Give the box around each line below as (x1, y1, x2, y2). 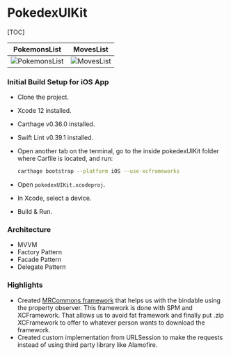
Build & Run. (17, 208, 53, 216)
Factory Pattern (17, 248, 63, 256)
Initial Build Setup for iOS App (7, 77, 109, 86)
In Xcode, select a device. (17, 194, 92, 203)
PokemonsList (13, 44, 61, 54)
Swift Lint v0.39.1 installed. (17, 134, 94, 142)
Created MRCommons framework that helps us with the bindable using (17, 296, 221, 304)
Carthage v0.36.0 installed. (17, 120, 95, 128)
